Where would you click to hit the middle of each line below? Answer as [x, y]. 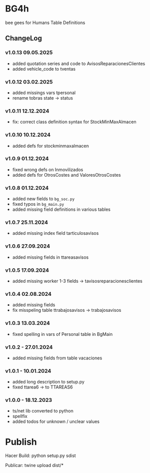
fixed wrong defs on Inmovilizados [48, 169]
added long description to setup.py [48, 382]
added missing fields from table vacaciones [57, 358]
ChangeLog [24, 38]
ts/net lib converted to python [43, 411]
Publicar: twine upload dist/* [34, 465]
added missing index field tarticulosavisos [55, 233]
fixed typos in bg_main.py [38, 204]
